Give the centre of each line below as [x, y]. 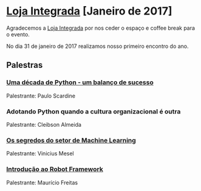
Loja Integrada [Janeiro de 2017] [89, 11]
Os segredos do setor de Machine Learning [71, 140]
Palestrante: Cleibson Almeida [44, 124]
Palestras [25, 65]
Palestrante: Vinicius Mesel [40, 153]
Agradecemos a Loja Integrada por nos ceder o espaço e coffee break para [101, 28]
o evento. [18, 34]
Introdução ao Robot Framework [55, 169]
